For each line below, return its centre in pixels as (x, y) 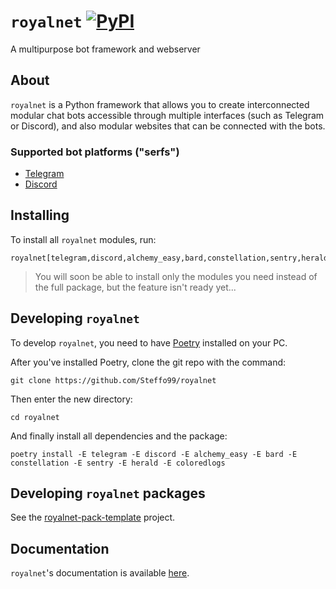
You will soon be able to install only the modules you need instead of (176, 276)
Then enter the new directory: (71, 399)
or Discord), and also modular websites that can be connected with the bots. (168, 126)
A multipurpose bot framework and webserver (105, 49)
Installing (40, 215)
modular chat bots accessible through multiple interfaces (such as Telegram (167, 115)
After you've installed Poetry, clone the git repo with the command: (148, 362)
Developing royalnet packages (108, 493)
